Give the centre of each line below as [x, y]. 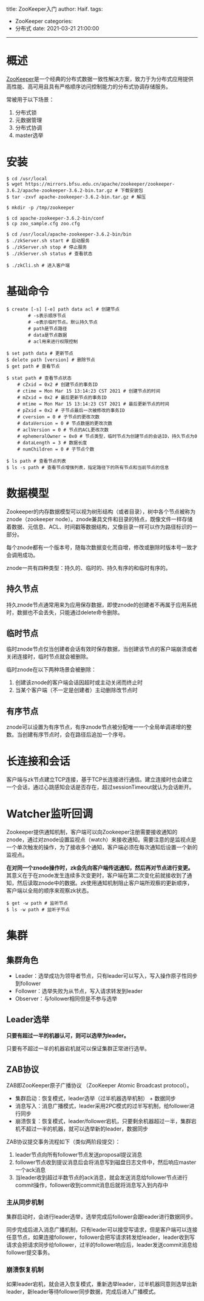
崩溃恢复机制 [25, 1269]
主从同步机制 [25, 1202]
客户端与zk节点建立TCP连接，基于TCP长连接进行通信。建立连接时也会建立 [100, 780]
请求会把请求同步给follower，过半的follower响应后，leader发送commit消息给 [102, 1244]
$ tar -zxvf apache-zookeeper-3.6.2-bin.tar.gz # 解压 [76, 197]
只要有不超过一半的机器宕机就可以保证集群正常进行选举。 [78, 1048]
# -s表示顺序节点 [47, 315]
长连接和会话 [39, 761]
